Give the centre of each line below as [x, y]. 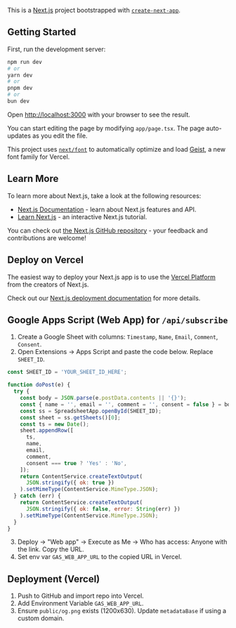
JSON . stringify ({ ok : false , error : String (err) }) [103, 509]
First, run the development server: [57, 49]
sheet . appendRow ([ [47, 431]
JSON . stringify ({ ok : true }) [70, 483]
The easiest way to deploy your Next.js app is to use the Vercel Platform [112, 277]
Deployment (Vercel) [54, 579]
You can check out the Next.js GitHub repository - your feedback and [108, 230]
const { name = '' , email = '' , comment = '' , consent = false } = [121, 404]
